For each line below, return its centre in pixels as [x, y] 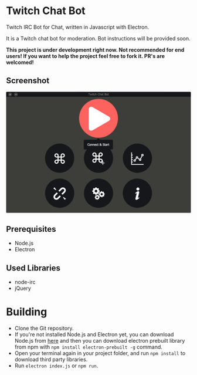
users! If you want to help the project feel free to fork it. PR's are [86, 56]
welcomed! [20, 62]
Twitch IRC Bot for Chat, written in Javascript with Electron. [78, 27]
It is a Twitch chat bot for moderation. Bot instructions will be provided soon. [98, 38]
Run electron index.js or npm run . [56, 366]
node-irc [25, 282]
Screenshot [28, 81]
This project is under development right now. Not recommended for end [95, 50]
